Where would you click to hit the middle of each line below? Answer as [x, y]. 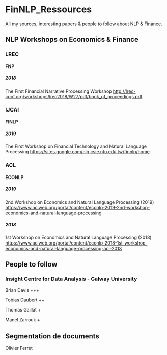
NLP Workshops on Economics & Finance [72, 40]
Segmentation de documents [52, 336]
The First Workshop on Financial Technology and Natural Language [76, 146]
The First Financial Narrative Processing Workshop [59, 91]
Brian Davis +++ [22, 290]
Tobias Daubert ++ [25, 300]
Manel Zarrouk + [23, 320]
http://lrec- [124, 91]
